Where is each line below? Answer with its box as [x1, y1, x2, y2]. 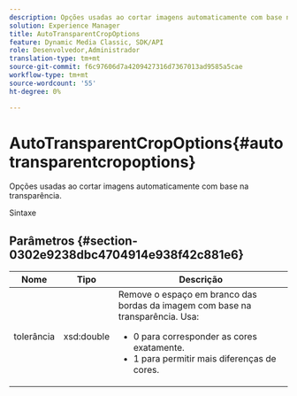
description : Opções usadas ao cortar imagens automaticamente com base [9, 12, 283, 22]
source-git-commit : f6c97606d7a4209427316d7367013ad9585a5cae [9, 63, 243, 72]
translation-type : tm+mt [9, 54, 101, 63]
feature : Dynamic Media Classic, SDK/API [9, 37, 164, 47]
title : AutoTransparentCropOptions [9, 29, 141, 38]
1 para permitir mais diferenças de [133, 353, 277, 365]
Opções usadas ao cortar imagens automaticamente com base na [9, 181, 249, 191]
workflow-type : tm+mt [9, 71, 89, 80]
